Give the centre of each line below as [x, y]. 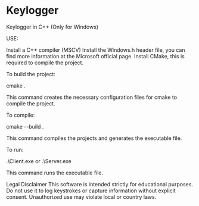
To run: [15, 149]
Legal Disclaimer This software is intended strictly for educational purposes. [100, 184]
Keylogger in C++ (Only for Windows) [52, 27]
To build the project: [31, 74]
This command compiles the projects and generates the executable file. [94, 138]
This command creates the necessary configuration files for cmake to [92, 97]
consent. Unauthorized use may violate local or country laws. [81, 196]
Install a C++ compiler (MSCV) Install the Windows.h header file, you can [96, 50]
